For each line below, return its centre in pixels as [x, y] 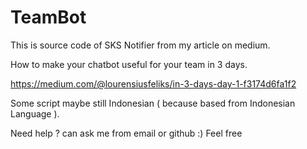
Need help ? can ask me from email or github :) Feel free [126, 133]
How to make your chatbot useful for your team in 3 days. [129, 64]
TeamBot [48, 17]
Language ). [35, 113]
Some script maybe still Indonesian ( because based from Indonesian [153, 103]
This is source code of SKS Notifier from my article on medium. [140, 45]
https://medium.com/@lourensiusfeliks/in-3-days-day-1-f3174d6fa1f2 [153, 83]
